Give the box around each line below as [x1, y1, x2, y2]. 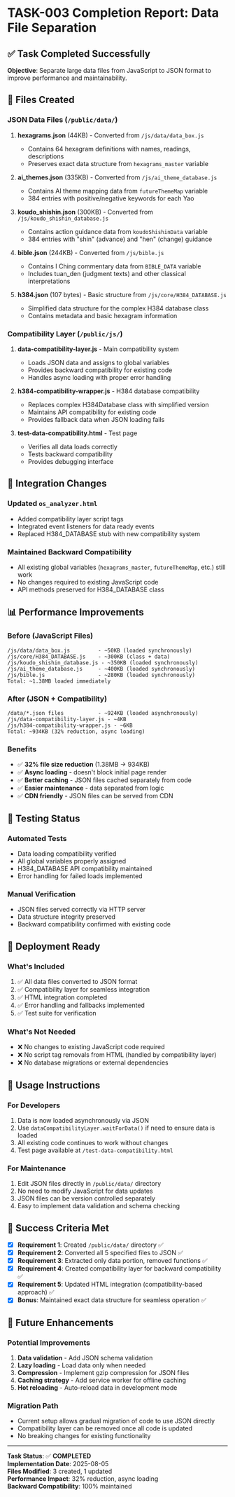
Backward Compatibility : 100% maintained [7, 1482, 132, 1491]
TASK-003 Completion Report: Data [7, 5, 219, 21]
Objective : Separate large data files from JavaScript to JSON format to [7, 67, 212, 74]
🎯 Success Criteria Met [7, 1222, 110, 1234]
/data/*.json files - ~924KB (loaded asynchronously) [7, 709, 199, 716]
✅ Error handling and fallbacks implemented [17, 1001, 145, 1009]
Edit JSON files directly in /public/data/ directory [17, 1180, 162, 1188]
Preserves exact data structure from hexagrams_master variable [27, 159, 208, 168]
